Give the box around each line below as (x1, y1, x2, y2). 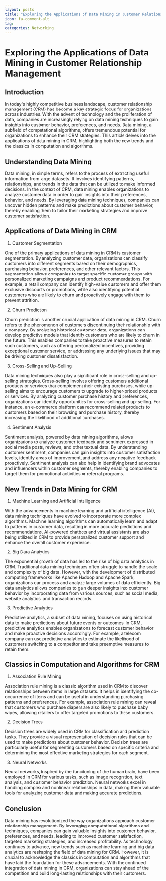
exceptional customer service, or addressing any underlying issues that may (5, 348, 161, 354)
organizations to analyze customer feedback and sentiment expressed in (5, 439, 153, 445)
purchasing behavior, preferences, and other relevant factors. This (5, 266, 140, 272)
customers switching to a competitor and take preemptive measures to (5, 641, 149, 647)
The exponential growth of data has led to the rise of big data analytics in (5, 558, 154, 564)
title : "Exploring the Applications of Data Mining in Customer (5, 12, 140, 17)
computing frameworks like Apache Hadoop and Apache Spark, (5, 574, 135, 580)
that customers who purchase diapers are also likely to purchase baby (5, 704, 148, 710)
